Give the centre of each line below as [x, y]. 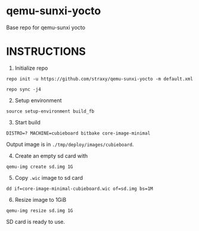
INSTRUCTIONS [46, 51]
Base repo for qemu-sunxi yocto [46, 27]
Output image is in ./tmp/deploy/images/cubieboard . [70, 144]
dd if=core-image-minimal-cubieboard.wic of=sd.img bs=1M [80, 189]
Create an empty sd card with [51, 155]
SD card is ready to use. [36, 221]
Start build [27, 122]
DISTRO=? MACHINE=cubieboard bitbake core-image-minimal [78, 133]
